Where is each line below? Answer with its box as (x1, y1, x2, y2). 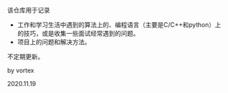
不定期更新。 (7, 52, 44, 61)
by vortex (7, 66, 35, 74)
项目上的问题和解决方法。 (17, 38, 91, 46)
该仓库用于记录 (7, 6, 50, 14)
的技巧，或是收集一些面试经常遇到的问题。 (17, 30, 140, 37)
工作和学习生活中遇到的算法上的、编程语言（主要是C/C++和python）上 (17, 21, 221, 29)
